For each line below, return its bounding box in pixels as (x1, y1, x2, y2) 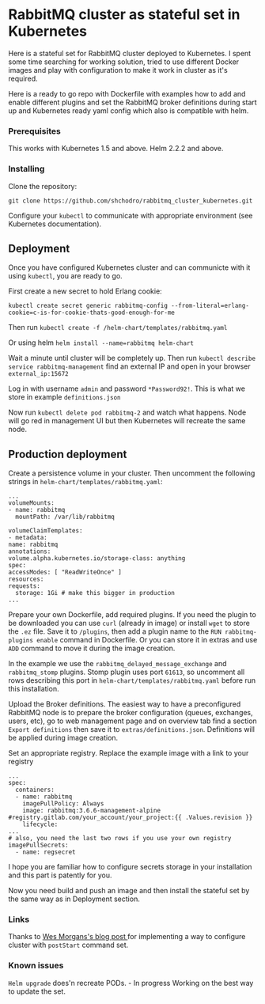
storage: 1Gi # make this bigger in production (15, 589, 176, 597)
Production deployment (8, 447, 127, 460)
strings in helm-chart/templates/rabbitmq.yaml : (8, 477, 164, 487)
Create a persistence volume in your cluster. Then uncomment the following (8, 468, 256, 478)
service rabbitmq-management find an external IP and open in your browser (8, 362, 251, 371)
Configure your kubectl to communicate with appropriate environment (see (8, 210, 253, 220)
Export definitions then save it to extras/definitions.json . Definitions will (8, 725, 256, 734)
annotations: (8, 547, 51, 555)
